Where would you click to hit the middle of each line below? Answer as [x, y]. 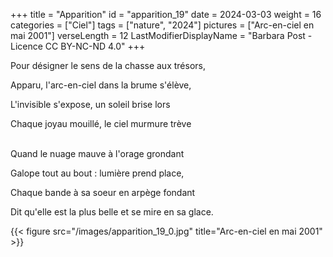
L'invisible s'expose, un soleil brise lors [90, 104]
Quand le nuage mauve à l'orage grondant [97, 153]
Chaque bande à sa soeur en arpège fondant [103, 192]
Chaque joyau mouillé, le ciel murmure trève [101, 123]
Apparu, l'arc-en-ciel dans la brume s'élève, [101, 85]
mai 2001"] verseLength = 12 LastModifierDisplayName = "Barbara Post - [161, 35]
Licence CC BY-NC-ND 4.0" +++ [78, 46]
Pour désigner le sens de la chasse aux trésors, [108, 65]
